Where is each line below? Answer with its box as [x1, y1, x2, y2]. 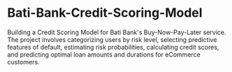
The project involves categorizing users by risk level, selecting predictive [7, 35, 217, 43]
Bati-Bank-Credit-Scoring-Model [7, 5, 203, 21]
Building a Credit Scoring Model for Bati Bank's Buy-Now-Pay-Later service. [7, 28, 226, 36]
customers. [7, 57, 40, 66]
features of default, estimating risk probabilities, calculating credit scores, [7, 43, 219, 51]
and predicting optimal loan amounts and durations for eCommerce [7, 50, 201, 59]
